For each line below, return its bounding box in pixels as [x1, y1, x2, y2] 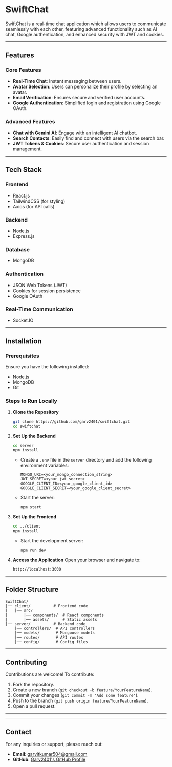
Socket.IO [12, 317, 34, 323]
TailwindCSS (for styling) [12, 198, 66, 204]
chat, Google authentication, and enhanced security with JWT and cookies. [5, 31, 164, 37]
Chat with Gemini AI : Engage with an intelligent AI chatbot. [12, 129, 137, 136]
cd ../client [12, 523, 41, 529]
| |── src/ [5, 608, 33, 613]
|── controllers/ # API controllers [14, 626, 95, 631]
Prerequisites [5, 352, 39, 359]
